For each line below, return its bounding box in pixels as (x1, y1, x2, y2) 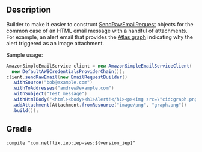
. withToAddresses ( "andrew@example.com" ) (11, 85, 114, 92)
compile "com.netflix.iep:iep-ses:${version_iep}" (6, 140, 136, 146)
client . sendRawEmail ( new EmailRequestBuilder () (6, 74, 128, 80)
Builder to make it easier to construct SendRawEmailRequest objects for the (6, 20, 194, 28)
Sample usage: (6, 51, 43, 59)
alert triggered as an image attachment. (6, 39, 104, 47)
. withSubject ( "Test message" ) (11, 91, 87, 97)
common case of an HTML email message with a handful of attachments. (6, 27, 188, 34)
